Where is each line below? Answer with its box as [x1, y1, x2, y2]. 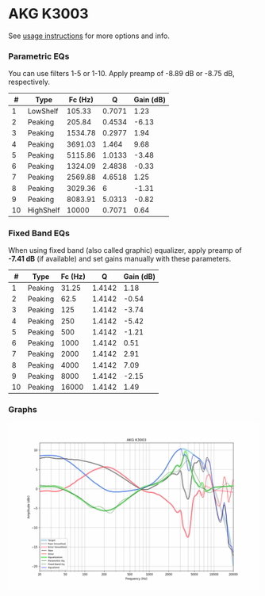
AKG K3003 [8, 5, 89, 23]
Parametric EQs [8, 51, 70, 62]
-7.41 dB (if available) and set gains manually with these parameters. [8, 254, 232, 264]
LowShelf [27, 106, 59, 116]
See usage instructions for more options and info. [8, 31, 171, 40]
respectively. [8, 77, 50, 87]
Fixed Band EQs [8, 227, 70, 239]
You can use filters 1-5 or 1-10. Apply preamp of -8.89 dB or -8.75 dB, [8, 69, 236, 78]
